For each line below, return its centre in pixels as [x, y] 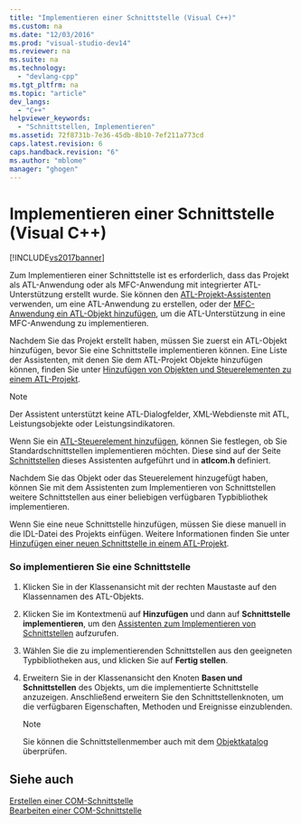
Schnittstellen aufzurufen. [71, 632]
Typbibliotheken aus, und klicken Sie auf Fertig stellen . [125, 660]
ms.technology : [38, 69]
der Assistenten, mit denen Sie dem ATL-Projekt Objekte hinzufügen [136, 360]
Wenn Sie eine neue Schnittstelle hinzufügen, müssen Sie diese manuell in [148, 524]
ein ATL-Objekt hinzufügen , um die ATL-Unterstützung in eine [171, 314]
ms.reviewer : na [40, 51]
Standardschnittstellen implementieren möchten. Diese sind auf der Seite [146, 451]
